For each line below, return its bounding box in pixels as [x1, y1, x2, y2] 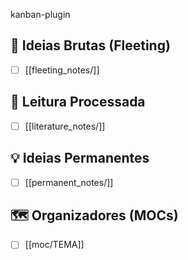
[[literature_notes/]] [24, 120, 106, 132]
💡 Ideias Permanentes [10, 150, 150, 167]
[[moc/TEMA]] [24, 239, 85, 251]
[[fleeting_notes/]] [24, 64, 100, 76]
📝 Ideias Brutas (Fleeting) [10, 37, 171, 54]
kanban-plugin [10, 9, 71, 20]
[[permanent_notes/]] [24, 176, 114, 188]
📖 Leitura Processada [10, 94, 146, 111]
